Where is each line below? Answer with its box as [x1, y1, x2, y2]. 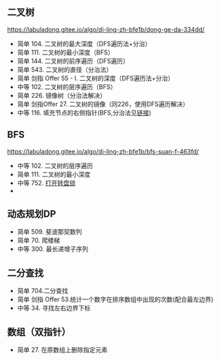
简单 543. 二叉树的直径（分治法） [17, 65, 112, 74]
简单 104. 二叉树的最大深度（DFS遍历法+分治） [17, 39, 152, 48]
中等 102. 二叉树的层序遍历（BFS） [17, 82, 117, 91]
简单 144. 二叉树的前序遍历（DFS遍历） [17, 57, 130, 65]
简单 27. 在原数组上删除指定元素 [17, 346, 108, 354]
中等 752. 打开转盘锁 [17, 179, 76, 187]
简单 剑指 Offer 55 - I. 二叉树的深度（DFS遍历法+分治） [17, 74, 174, 82]
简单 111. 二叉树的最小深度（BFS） [17, 48, 114, 57]
